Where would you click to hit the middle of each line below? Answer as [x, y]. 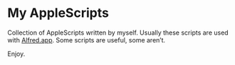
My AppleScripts [58, 13]
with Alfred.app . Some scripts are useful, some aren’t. [87, 40]
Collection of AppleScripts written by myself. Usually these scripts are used [118, 32]
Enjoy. [16, 54]
